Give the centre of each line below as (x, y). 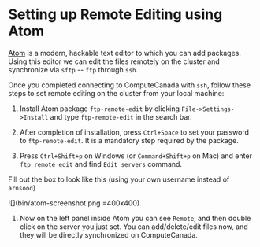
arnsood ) (22, 187)
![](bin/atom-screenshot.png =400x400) (74, 203)
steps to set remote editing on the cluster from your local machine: (116, 93)
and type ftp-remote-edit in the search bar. (121, 116)
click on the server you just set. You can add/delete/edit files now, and (134, 227)
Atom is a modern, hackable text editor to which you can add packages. (125, 53)
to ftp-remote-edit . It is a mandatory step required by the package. (129, 140)
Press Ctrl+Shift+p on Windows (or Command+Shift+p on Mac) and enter (136, 156)
